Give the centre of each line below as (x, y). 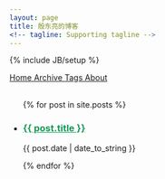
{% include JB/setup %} (54, 61)
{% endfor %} (49, 165)
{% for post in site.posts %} (74, 105)
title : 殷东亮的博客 (44, 26)
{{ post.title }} (54, 128)
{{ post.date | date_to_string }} (79, 148)
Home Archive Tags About (58, 78)
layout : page (34, 18)
